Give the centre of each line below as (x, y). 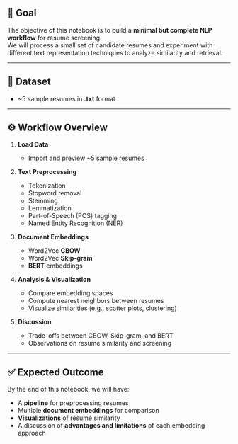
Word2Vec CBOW (54, 251)
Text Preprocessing (47, 172)
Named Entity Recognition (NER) (75, 223)
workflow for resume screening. (55, 38)
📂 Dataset (29, 82)
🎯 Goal (22, 13)
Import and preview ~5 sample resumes (86, 158)
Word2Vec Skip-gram (60, 258)
